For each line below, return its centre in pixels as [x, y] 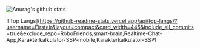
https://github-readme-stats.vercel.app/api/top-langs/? [108, 21]
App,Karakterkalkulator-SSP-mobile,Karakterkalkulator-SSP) [82, 40]
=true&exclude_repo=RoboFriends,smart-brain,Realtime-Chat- [84, 33]
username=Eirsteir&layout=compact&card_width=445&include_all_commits [100, 27]
